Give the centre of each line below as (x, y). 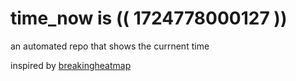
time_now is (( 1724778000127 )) (149, 18)
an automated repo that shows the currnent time (110, 46)
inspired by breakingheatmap (71, 65)
